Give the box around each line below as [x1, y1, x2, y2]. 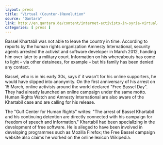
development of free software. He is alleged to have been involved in [5, 124, 143, 130]
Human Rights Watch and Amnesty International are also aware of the [5, 94, 144, 100]
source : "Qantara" [5, 16, 42, 21]
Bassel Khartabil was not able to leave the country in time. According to [5, 38, 148, 44]
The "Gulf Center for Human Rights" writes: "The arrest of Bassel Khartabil [5, 109, 154, 114]
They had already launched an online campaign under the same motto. [5, 89, 147, 95]
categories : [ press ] [5, 25, 51, 30]
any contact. [5, 64, 30, 70]
